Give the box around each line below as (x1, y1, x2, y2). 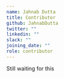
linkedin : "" (6, 31, 40, 37)
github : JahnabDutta (6, 20, 59, 26)
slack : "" (6, 37, 32, 43)
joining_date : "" (6, 43, 51, 49)
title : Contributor (6, 15, 56, 21)
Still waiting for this (6, 65, 55, 72)
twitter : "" (6, 25, 37, 32)
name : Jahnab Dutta (6, 8, 56, 15)
